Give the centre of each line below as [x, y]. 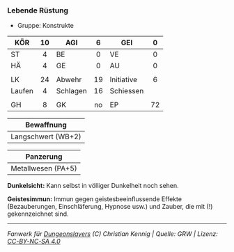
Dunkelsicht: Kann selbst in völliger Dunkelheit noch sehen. [93, 186]
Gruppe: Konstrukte [46, 26]
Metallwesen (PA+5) [44, 168]
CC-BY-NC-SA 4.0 [34, 242]
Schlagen [71, 91]
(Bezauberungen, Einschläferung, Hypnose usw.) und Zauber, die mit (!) [110, 207]
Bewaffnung [46, 125]
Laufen [22, 91]
